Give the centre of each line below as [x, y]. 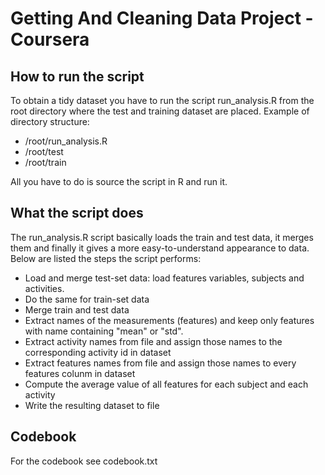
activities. [44, 288]
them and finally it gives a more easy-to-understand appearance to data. [160, 248]
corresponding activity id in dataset [98, 352]
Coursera [50, 39]
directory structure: [50, 121]
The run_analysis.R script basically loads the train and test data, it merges [162, 237]
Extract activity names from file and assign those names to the [153, 341]
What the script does [77, 213]
